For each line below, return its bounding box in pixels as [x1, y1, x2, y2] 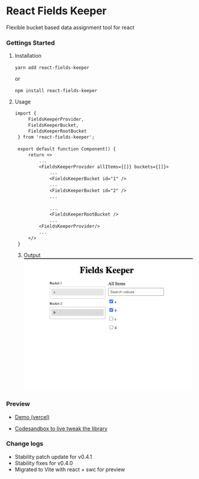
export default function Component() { [17, 146, 116, 152]
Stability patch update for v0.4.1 [14, 453, 92, 460]
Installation [14, 52, 42, 59]
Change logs [6, 440, 43, 448]
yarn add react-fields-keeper [14, 65, 90, 71]
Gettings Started [6, 39, 55, 47]
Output [23, 251, 41, 259]
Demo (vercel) [14, 413, 50, 420]
